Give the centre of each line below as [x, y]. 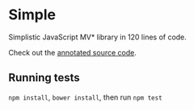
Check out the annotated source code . [73, 52]
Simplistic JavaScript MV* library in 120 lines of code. [98, 37]
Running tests [44, 78]
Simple [32, 15]
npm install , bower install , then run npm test [86, 97]
